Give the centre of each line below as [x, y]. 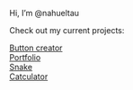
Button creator [36, 48]
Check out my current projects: [67, 30]
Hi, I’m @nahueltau [44, 13]
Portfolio [25, 57]
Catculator [29, 76]
